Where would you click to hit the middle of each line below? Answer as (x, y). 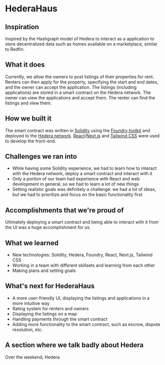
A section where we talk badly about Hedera (74, 345)
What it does (25, 65)
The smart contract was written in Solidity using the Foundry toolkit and (78, 130)
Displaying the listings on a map (45, 314)
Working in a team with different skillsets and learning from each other (83, 266)
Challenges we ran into (41, 157)
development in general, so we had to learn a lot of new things (76, 184)
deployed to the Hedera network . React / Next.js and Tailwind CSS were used (82, 136)
